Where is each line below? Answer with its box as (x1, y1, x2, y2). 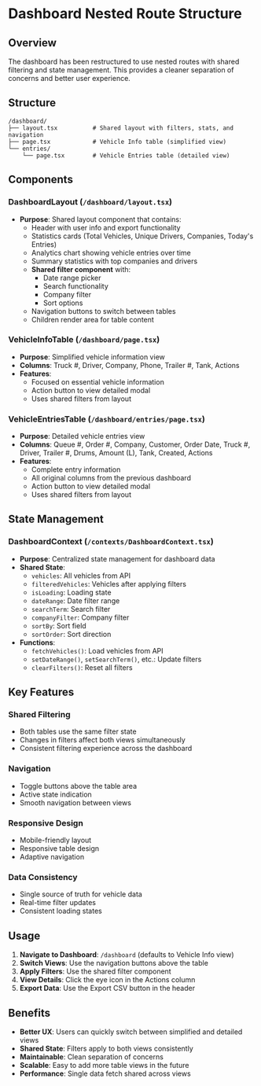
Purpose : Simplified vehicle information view (19, 352, 165, 362)
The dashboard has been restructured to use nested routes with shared (8, 57, 240, 66)
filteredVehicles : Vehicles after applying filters (31, 579, 187, 588)
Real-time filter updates (19, 898, 97, 907)
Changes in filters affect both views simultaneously (19, 735, 186, 745)
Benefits (8, 1006, 51, 1019)
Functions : (19, 638, 56, 647)
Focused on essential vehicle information (31, 377, 165, 386)
